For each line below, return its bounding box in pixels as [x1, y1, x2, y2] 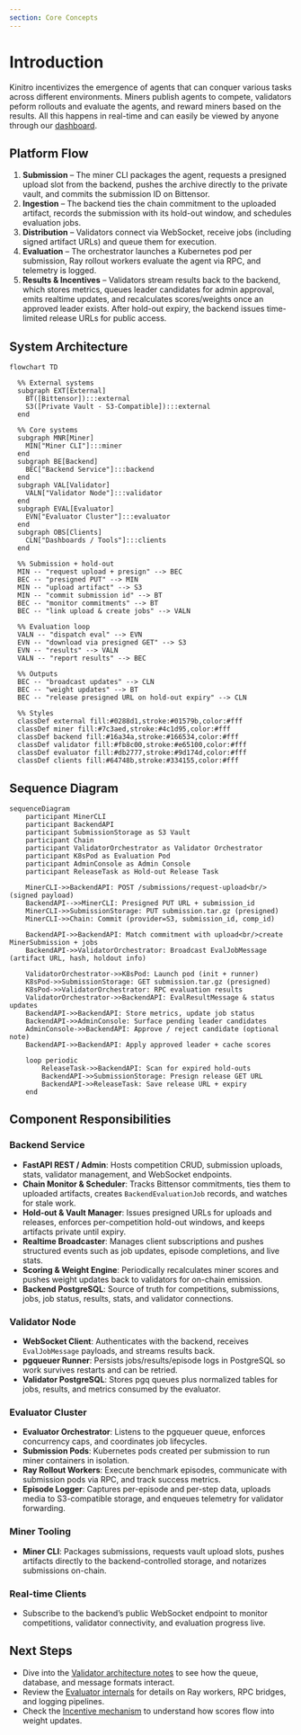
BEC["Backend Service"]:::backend [25, 465, 155, 475]
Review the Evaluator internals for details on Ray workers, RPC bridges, [22, 1686, 287, 1697]
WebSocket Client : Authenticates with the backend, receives [22, 1336, 250, 1347]
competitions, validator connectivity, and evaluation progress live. [22, 1617, 266, 1628]
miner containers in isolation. [22, 1455, 130, 1466]
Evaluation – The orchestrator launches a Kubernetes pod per [22, 246, 252, 257]
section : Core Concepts [9, 13, 99, 22]
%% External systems [17, 378, 94, 387]
